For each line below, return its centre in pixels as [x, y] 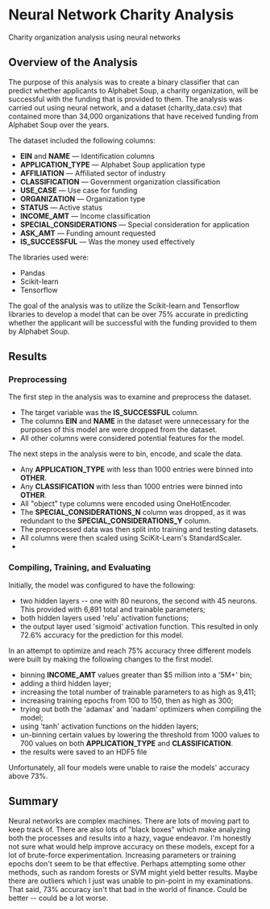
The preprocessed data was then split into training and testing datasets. [139, 529]
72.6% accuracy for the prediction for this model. [102, 635]
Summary [33, 801]
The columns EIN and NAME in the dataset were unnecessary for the [135, 421]
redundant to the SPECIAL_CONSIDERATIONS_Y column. [115, 521]
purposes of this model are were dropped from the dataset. [118, 430]
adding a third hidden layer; [66, 683]
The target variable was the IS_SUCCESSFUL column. [109, 413]
